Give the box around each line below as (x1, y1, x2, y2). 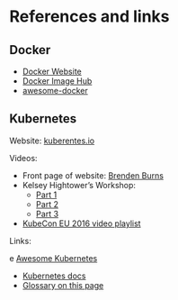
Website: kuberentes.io (9, 135, 95, 146)
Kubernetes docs (22, 270, 86, 281)
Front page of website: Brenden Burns (22, 169, 165, 181)
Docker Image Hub (22, 76, 93, 86)
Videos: (9, 152, 38, 163)
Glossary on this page (22, 279, 104, 290)
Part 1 (35, 189, 58, 200)
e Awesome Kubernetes (9, 252, 98, 263)
